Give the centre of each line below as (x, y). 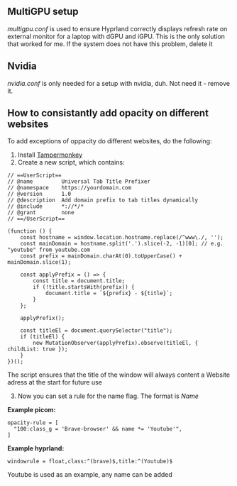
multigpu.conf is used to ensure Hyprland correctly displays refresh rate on (117, 28)
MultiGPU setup (43, 12)
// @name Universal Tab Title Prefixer (79, 182)
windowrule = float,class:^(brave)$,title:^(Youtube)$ (90, 462)
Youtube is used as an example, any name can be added (90, 475)
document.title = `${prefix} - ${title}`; (109, 294)
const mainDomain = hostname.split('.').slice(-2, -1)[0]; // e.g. (122, 244)
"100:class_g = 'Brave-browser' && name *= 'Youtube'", (98, 429)
